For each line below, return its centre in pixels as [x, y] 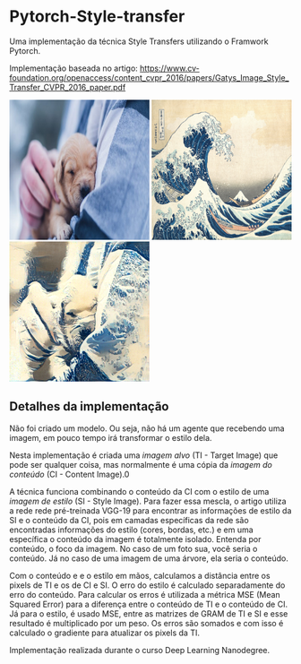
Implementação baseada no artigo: [74, 68]
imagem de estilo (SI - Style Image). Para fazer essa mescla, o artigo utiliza [148, 501]
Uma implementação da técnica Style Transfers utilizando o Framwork [139, 41]
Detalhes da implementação [89, 406]
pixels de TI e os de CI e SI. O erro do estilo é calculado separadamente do [147, 585]
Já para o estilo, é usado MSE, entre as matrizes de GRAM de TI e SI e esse [149, 613]
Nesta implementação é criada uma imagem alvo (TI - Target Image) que [144, 455]
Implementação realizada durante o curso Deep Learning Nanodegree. [140, 650]
